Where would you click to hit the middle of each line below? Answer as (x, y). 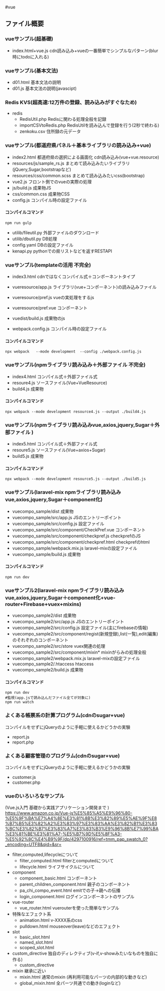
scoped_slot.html (37, 948)
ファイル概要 (25, 24)
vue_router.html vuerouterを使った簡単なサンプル (69, 908)
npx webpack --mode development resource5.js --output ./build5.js (76, 479)
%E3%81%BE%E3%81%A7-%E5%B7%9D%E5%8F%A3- (64, 834)
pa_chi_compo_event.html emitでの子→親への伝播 (70, 890)
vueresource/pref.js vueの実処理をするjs (53, 298)
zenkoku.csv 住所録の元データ (50, 132)
